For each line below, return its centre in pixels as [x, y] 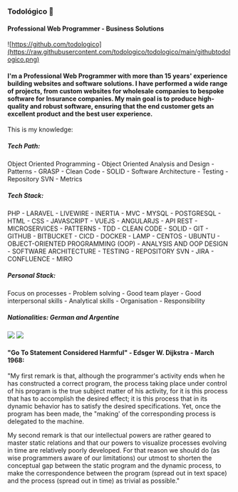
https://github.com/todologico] [57, 44]
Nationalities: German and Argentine [63, 317]
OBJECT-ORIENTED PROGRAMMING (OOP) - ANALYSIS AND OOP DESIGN [118, 244]
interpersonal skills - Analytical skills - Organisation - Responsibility [106, 301]
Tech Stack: [26, 195]
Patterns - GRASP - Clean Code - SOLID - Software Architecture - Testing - [118, 171]
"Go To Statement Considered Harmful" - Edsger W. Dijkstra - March [111, 352]
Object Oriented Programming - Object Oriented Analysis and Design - [111, 164]
